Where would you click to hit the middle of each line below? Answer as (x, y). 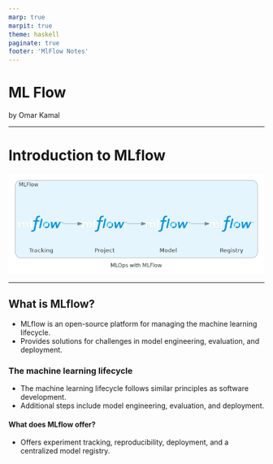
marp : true (27, 17)
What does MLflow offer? (52, 424)
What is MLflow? (52, 304)
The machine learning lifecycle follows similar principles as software (134, 388)
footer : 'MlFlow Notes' (49, 52)
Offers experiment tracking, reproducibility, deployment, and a (124, 442)
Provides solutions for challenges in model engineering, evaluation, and (140, 340)
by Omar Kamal (34, 115)
